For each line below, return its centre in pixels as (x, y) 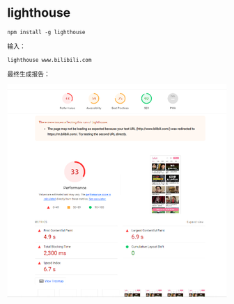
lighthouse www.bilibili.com (49, 60)
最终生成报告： (29, 74)
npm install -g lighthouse (46, 32)
